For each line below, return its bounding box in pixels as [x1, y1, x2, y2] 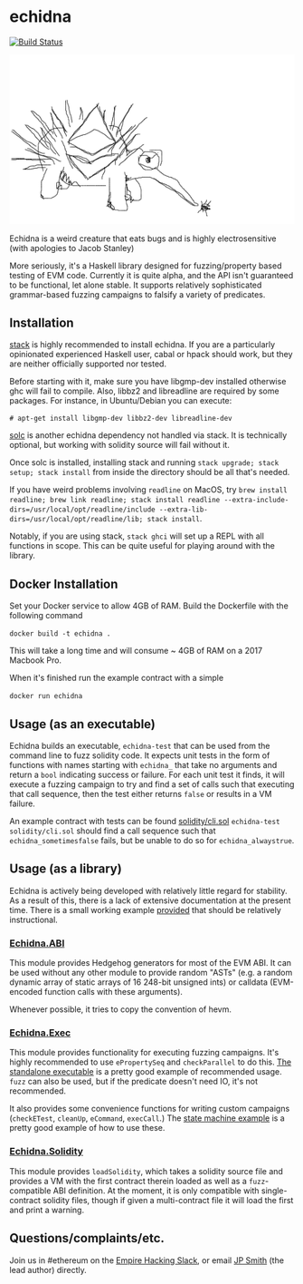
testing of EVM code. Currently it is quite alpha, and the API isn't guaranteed [9, 269, 294, 280]
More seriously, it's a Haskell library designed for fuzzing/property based [9, 260, 282, 271]
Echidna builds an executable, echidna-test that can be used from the [9, 741, 270, 752]
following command [9, 610, 83, 621]
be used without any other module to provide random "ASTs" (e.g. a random [9, 968, 293, 978]
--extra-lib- [158, 505, 208, 514]
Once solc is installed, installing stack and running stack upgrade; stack [9, 457, 279, 468]
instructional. [9, 914, 59, 925]
